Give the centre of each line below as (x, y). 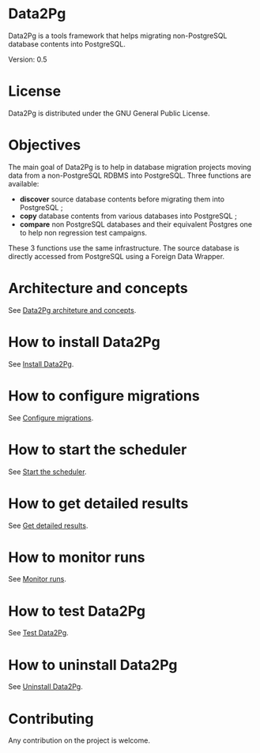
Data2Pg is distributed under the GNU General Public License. (109, 113)
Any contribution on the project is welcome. (79, 740)
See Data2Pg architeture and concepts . (72, 310)
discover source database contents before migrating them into (122, 199)
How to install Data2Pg (84, 342)
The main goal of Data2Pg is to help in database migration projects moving (130, 167)
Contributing (51, 719)
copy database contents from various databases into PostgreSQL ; (128, 216)
